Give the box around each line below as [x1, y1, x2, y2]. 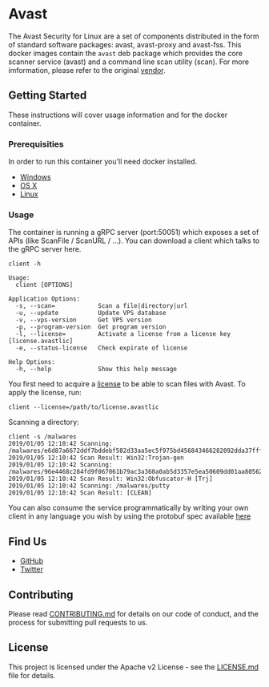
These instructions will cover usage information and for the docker [8, 110, 228, 119]
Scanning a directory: [8, 418, 79, 427]
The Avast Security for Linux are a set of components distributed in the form [8, 31, 260, 41]
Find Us [8, 535, 47, 548]
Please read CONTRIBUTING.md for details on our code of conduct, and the [8, 608, 259, 618]
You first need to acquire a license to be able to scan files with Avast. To [8, 379, 246, 389]
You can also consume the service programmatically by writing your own [8, 503, 249, 513]
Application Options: [8, 295, 81, 303]
